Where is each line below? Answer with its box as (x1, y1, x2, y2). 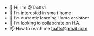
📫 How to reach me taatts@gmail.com (9, 26, 88, 31)
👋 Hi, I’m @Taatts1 (9, 5, 46, 10)
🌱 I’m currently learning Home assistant (9, 15, 89, 20)
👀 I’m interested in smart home (9, 10, 72, 16)
